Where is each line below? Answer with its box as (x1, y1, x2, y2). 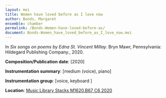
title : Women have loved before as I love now (5, 12, 103, 17)
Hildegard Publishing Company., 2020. (5, 49, 84, 55)
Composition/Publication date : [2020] (5, 59, 85, 64)
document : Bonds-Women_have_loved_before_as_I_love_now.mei (5, 30, 132, 35)
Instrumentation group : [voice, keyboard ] (5, 78, 93, 84)
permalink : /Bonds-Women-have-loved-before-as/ (5, 26, 106, 31)
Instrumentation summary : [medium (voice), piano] (5, 68, 111, 74)
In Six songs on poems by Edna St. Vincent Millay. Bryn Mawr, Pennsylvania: (5, 44, 162, 49)
